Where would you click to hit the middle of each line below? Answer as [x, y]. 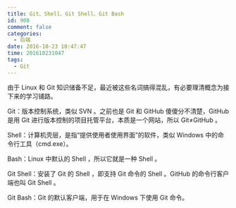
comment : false [30, 27]
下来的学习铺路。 [32, 96]
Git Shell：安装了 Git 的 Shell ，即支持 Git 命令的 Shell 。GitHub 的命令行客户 [118, 173]
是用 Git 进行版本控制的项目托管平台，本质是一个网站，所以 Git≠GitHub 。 [114, 120]
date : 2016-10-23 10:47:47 [47, 47]
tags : [15, 60]
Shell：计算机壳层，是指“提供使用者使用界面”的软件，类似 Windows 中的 [113, 135]
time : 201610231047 [36, 54]
